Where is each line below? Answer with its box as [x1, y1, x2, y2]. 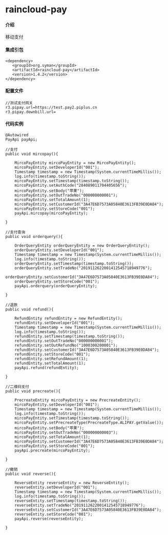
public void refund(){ [5, 307, 54, 312]
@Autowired [5, 132, 29, 137]
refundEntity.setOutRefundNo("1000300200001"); [14, 343, 118, 348]
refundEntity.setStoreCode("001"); [14, 352, 91, 357]
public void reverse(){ [5, 471, 56, 477]
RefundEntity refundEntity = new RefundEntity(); [14, 316, 123, 321]
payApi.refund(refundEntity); [14, 365, 79, 370]
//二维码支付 [5, 384, 29, 389]
